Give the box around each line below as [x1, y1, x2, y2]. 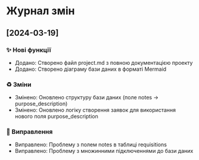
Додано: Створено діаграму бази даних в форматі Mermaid [14, 65, 167, 73]
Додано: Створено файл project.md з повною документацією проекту [14, 59, 193, 66]
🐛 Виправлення [6, 128, 53, 136]
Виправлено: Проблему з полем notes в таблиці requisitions [14, 141, 167, 148]
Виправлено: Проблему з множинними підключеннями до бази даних [14, 148, 194, 155]
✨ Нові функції [6, 46, 51, 54]
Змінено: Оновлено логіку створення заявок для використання [14, 106, 176, 114]
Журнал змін [6, 4, 75, 18]
